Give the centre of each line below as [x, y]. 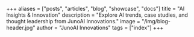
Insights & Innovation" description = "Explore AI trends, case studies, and [97, 15]
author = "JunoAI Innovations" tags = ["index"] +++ [100, 27]
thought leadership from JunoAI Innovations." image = [73, 21]
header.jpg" [21, 27]
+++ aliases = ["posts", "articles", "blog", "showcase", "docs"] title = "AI [95, 9]
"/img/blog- [156, 21]
